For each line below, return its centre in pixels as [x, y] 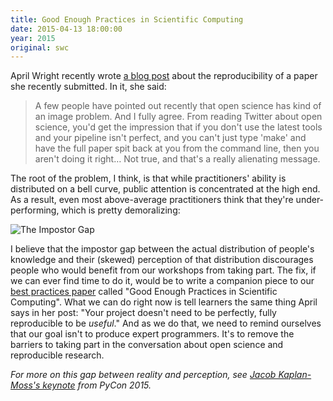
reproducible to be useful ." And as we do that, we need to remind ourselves [166, 323]
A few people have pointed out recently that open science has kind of [178, 106]
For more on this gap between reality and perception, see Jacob [143, 375]
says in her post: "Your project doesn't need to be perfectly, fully [143, 313]
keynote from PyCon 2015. [97, 385]
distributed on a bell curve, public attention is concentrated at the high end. [165, 189]
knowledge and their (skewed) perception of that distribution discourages [162, 260]
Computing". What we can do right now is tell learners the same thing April [164, 302]
